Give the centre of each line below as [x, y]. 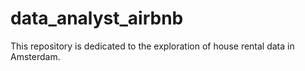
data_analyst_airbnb [97, 18]
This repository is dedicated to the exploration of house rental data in [152, 46]
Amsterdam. [35, 56]
